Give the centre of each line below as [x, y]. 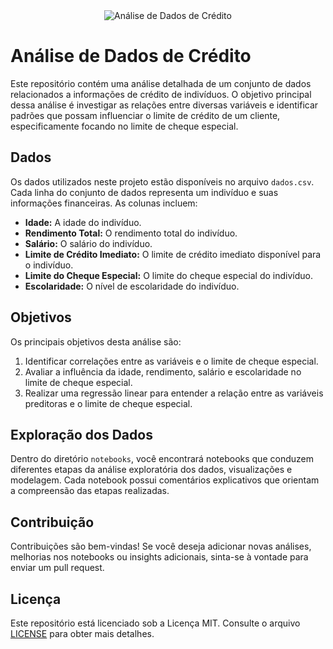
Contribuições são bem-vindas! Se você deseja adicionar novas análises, [161, 546]
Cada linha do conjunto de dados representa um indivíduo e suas [144, 192]
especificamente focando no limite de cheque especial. [124, 126]
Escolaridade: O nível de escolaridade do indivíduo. [132, 286]
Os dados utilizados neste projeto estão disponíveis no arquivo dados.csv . [162, 181]
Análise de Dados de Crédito [131, 56]
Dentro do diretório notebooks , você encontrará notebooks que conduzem [162, 459]
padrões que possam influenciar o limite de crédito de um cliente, [145, 115]
